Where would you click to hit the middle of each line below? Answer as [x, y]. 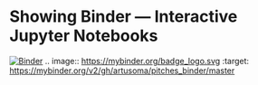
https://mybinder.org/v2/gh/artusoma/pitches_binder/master [122, 71]
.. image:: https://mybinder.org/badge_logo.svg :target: [147, 61]
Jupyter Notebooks [84, 36]
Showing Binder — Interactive [124, 17]
